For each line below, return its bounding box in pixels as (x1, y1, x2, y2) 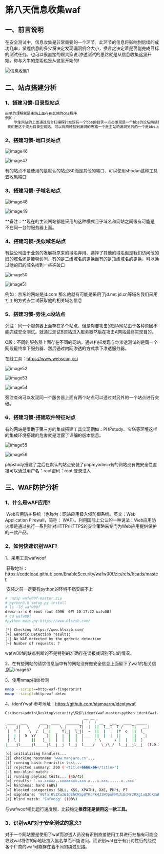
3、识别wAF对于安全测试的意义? (5, 819, 82, 826)
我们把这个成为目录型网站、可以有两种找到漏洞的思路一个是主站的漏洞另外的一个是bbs (7, 125, 156, 129)
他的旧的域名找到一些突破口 (9, 262, 65, 268)
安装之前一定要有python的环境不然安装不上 (6, 586, 93, 592)
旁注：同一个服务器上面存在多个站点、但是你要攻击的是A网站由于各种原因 (5, 323, 154, 329)
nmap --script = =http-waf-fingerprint (5, 687, 82, 692)
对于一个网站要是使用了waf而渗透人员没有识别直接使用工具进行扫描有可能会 (5, 832, 158, 837)
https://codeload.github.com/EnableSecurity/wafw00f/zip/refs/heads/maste (5, 571, 158, 577)
